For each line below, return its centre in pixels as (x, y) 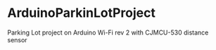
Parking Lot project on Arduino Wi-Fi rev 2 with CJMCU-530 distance (108, 32)
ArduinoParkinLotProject (82, 13)
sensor (17, 39)
